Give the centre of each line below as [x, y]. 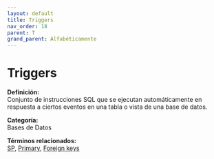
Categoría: [23, 120]
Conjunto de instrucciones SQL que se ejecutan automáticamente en [105, 100]
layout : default [30, 13]
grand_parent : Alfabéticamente [52, 39]
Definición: [23, 92]
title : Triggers [30, 20]
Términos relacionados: [42, 141]
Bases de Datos [29, 127]
